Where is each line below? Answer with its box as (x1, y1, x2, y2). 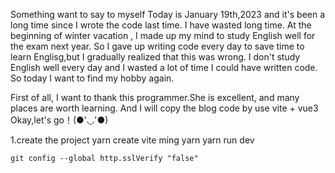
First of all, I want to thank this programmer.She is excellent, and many (10, 92, 300, 103)
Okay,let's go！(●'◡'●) (10, 114, 109, 126)
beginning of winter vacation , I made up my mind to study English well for (10, 30, 316, 41)
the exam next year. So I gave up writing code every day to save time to (10, 40, 305, 52)
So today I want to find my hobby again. (10, 72, 175, 84)
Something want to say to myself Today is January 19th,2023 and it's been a (10, 9, 326, 20)
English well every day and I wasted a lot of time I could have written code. (10, 62, 318, 73)
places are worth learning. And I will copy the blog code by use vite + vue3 (10, 102, 319, 114)
